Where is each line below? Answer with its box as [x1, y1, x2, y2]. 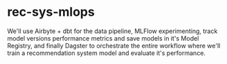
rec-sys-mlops [7, 4, 95, 20]
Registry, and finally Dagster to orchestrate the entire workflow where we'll [7, 41, 221, 50]
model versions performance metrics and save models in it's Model [7, 34, 199, 42]
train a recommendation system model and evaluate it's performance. [7, 49, 206, 57]
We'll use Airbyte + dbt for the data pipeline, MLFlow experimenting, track [7, 27, 218, 35]
